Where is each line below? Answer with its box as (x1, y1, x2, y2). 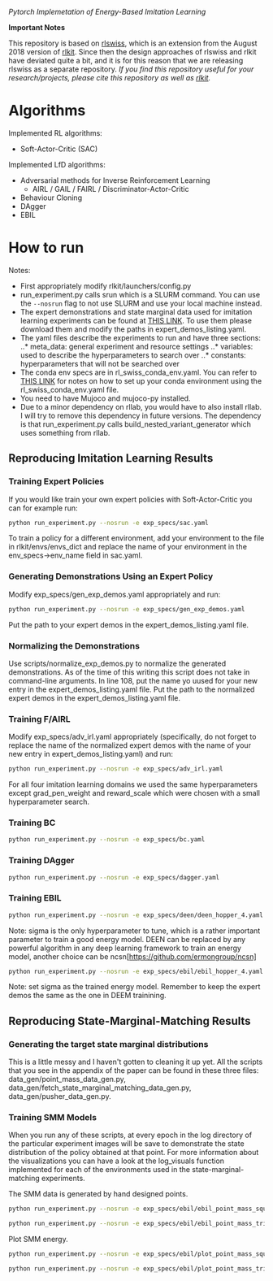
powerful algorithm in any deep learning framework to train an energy (8, 943, 242, 953)
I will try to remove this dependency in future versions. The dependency (19, 410, 262, 420)
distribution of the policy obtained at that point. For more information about (8, 1148, 259, 1157)
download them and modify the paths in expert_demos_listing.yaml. (19, 324, 247, 334)
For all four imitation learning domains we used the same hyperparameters (8, 779, 258, 789)
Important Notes (8, 23, 66, 32)
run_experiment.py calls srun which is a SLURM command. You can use (19, 289, 261, 299)
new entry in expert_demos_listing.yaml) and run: (8, 749, 173, 759)
